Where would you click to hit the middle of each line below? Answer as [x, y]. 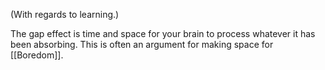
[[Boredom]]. [37, 55]
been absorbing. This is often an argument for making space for [142, 44]
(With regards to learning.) [65, 14]
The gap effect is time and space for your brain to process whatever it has [163, 33]
